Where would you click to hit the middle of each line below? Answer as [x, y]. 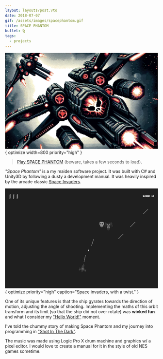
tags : [10, 36]
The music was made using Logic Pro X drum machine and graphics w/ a [78, 340]
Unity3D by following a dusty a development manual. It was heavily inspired [81, 177]
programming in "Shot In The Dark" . [41, 331]
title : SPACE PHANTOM [27, 26]
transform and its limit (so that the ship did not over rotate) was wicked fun [80, 311]
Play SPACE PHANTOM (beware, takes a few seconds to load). [79, 162]
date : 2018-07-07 [23, 15]
